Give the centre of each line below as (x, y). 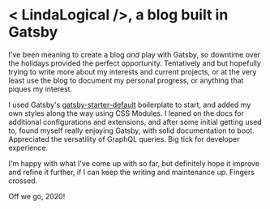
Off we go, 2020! (37, 196)
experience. (28, 147)
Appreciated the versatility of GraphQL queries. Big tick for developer (124, 139)
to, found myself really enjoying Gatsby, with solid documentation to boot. (132, 130)
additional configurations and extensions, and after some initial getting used (135, 122)
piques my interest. (41, 89)
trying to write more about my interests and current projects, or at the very (133, 71)
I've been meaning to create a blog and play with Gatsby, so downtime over (135, 54)
